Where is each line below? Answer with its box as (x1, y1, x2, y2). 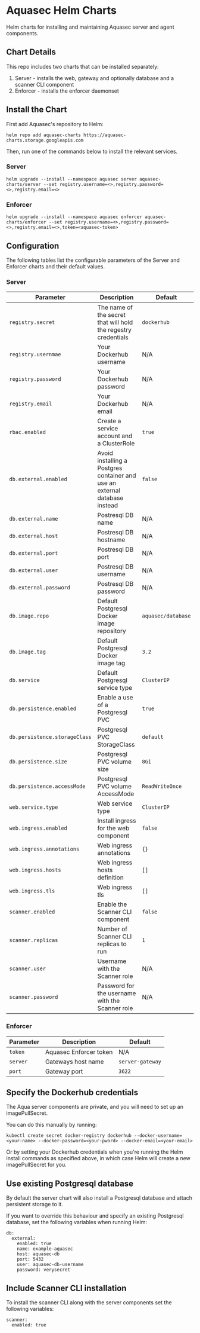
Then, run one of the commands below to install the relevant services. (6, 148, 178, 155)
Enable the (97, 900, 127, 909)
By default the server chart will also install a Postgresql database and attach (6, 1194, 192, 1201)
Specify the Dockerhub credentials (6, 1087, 139, 1097)
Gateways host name (45, 1057, 104, 1066)
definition (97, 873, 124, 882)
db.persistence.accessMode (9, 783, 86, 790)
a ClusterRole (97, 439, 135, 448)
